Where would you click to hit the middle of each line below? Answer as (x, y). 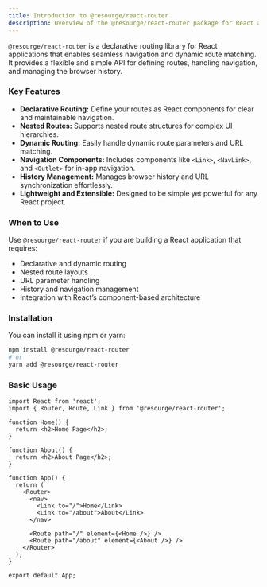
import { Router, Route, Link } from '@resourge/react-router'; (117, 409)
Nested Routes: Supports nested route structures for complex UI (126, 126)
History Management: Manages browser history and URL (114, 177)
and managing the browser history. (66, 71)
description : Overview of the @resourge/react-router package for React (131, 23)
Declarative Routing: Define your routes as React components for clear (137, 109)
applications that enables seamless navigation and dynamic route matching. (132, 54)
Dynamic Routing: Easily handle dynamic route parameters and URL (132, 142)
